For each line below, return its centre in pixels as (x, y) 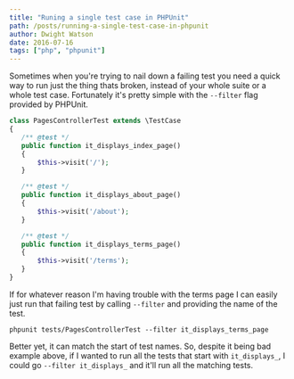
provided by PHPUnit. (49, 104)
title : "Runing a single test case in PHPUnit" (99, 17)
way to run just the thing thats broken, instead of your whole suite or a (138, 86)
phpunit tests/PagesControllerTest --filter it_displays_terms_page (139, 330)
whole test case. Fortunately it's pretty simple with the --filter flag (134, 95)
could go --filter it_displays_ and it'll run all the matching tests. (131, 365)
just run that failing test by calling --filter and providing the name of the (143, 303)
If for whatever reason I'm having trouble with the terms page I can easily (143, 294)
